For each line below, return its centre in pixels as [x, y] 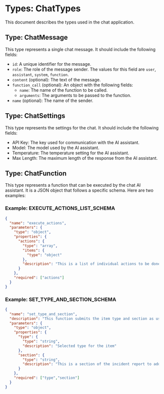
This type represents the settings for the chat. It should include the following [82, 127]
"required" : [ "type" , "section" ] [47, 378]
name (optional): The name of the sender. [53, 100]
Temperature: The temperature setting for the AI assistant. [71, 153]
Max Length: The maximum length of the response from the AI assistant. [85, 158]
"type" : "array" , [40, 246]
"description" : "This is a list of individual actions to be [86, 264]
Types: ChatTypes [43, 9]
